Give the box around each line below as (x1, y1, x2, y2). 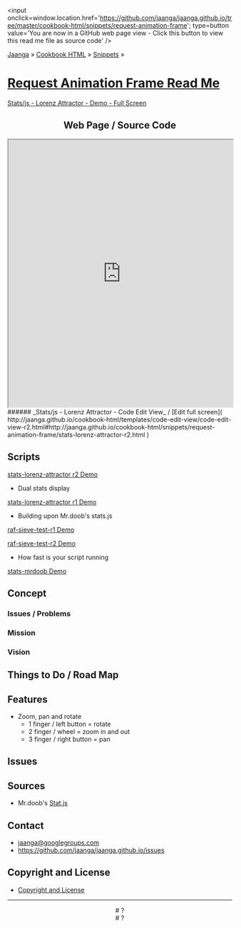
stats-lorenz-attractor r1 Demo (7, 497, 97, 506)
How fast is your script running (17, 553, 109, 561)
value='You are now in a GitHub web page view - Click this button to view (7, 29, 223, 37)
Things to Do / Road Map (7, 669, 119, 681)
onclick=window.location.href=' (7, 14, 101, 22)
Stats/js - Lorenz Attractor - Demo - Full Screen (7, 98, 147, 107)
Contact (7, 820, 44, 832)
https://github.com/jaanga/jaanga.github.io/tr (99, 14, 232, 22)
